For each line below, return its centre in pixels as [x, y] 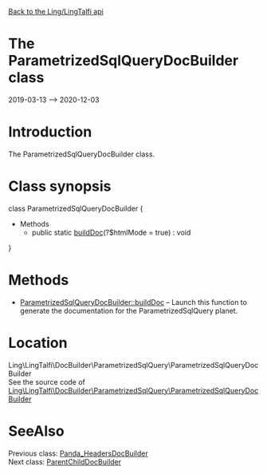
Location [38, 343]
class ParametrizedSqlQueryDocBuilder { [76, 208]
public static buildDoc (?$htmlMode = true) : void [111, 232]
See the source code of [47, 381]
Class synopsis [60, 186]
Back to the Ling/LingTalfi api [56, 12]
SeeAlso [37, 431]
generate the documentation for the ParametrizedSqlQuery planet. [129, 310]
